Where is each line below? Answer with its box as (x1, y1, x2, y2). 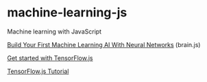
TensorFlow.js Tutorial (7, 67, 69, 75)
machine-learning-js (7, 5, 127, 20)
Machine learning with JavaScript (7, 27, 101, 36)
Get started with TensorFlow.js (7, 53, 93, 62)
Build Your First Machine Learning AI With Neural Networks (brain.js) (7, 40, 201, 49)
